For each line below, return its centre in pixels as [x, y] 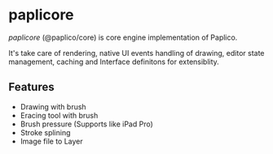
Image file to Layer [51, 141]
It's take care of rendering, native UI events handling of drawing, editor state [136, 53]
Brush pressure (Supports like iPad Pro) [86, 124]
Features [31, 87]
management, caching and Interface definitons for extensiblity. [114, 62]
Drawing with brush [53, 106]
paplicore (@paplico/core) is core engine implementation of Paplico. [123, 37]
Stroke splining [45, 132]
